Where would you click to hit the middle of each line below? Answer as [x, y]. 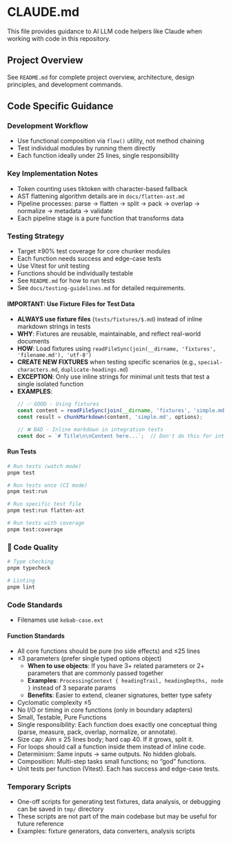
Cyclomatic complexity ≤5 [54, 703]
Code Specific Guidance [60, 106]
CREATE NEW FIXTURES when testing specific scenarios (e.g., [107, 362]
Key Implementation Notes [53, 174]
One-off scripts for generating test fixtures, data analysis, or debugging [119, 802]
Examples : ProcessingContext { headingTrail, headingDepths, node [125, 681]
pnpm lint [21, 587]
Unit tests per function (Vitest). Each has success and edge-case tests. [118, 769]
